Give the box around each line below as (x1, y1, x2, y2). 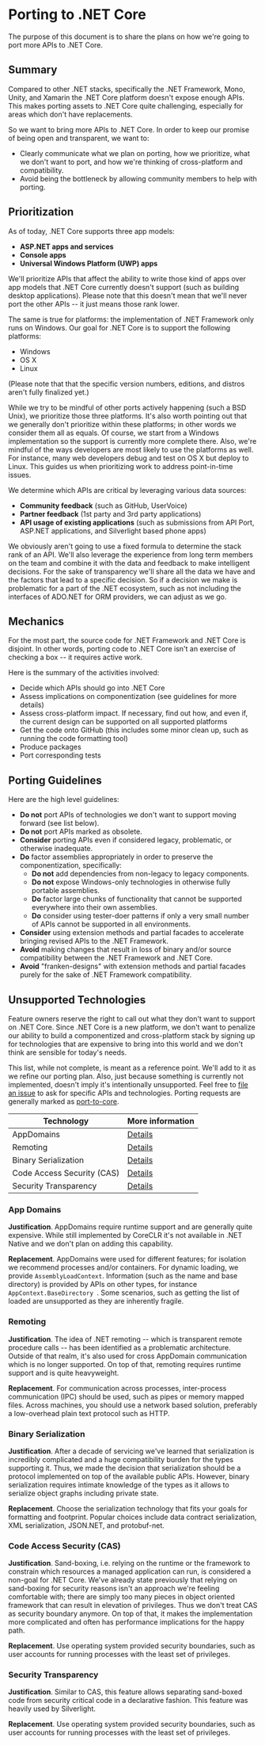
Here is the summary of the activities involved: (8, 668, 160, 678)
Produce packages (19, 743, 81, 752)
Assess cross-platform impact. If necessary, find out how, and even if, (19, 708, 248, 718)
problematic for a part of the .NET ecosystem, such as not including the (8, 583, 241, 593)
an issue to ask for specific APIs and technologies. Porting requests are (8, 1088, 241, 1098)
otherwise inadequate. (19, 844, 93, 853)
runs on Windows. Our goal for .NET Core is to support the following (8, 323, 231, 332)
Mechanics (8, 614, 65, 628)
